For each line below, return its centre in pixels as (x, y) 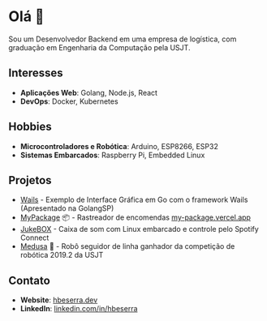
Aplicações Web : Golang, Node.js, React (89, 92)
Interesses (36, 73)
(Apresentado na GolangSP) (67, 208)
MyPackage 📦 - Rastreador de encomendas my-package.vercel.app (136, 217)
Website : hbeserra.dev (59, 300)
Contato (29, 280)
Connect (34, 238)
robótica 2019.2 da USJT (62, 255)
